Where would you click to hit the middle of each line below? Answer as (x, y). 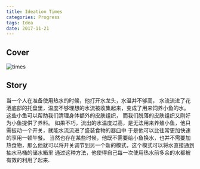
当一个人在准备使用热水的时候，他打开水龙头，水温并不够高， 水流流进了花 (99, 100)
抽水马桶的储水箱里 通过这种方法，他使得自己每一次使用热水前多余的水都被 (99, 152)
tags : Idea (20, 23)
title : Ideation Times (34, 12)
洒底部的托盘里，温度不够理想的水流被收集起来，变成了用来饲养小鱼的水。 (98, 108)
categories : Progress (33, 17)
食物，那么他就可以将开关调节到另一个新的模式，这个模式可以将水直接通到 (103, 145)
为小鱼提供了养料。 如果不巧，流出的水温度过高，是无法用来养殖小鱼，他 (96, 123)
